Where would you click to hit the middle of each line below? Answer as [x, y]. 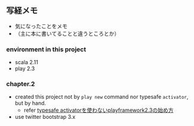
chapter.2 [21, 84]
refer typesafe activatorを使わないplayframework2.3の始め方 [98, 110]
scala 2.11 [27, 62]
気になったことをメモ [41, 26]
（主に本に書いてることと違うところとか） [67, 33]
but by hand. [30, 103]
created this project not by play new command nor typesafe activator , [101, 97]
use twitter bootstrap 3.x [45, 117]
